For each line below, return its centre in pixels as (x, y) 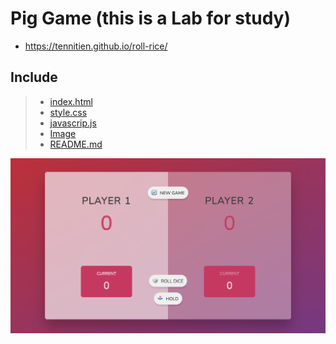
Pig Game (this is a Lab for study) (151, 18)
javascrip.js (73, 123)
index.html (71, 101)
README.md (76, 144)
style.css (68, 112)
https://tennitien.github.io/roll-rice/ (96, 46)
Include (34, 77)
